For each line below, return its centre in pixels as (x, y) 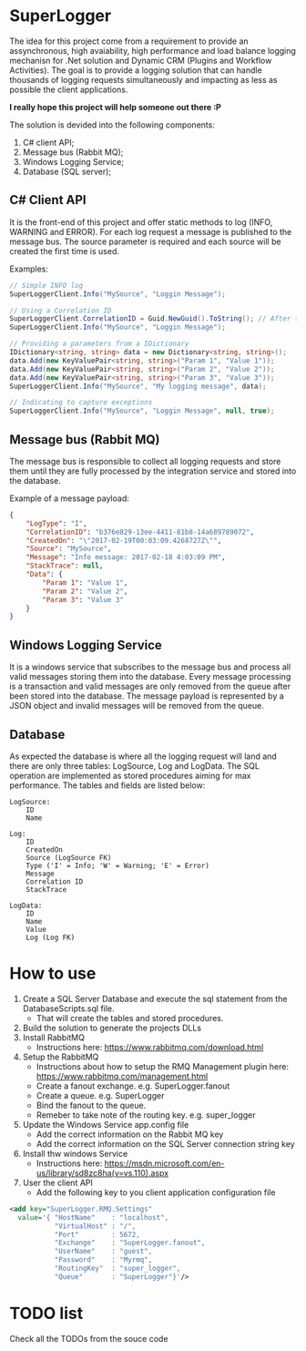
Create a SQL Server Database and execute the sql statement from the (155, 998)
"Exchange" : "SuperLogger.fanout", (130, 1243)
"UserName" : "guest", (103, 1252)
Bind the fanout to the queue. (91, 1105)
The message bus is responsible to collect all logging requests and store (145, 461)
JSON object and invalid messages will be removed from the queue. (137, 706)
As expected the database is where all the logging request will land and (143, 756)
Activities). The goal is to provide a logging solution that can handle (136, 70)
